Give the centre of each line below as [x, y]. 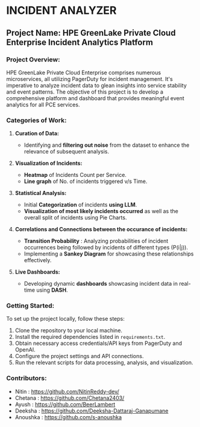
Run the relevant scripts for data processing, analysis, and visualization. [104, 362]
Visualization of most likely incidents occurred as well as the [101, 211]
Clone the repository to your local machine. [68, 330]
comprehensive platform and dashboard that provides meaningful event [95, 98]
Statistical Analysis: [41, 193]
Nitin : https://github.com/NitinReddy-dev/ [67, 391]
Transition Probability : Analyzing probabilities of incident [96, 241]
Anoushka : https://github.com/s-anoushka [68, 417]
